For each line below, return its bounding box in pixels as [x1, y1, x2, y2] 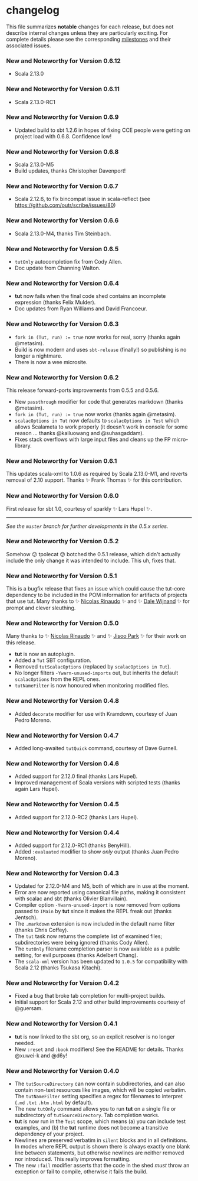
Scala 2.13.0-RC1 [14, 98, 56, 105]
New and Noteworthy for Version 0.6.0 [6, 492, 119, 500]
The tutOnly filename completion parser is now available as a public [14, 945, 180, 952]
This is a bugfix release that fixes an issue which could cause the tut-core [6, 585, 186, 592]
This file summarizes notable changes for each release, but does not [6, 23, 174, 30]
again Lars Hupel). [14, 786, 60, 793]
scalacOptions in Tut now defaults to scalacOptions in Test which [14, 417, 180, 424]
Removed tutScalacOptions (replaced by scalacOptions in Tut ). [14, 663, 171, 670]
